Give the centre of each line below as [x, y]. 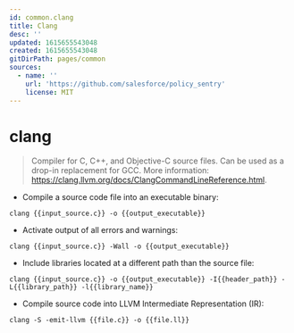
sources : [25, 68]
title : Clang [34, 26]
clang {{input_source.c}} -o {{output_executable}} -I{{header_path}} [143, 279]
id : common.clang [42, 17]
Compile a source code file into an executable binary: [120, 197]
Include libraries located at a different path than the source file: [138, 263]
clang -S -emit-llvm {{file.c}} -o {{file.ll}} [100, 321]
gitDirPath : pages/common [57, 59]
